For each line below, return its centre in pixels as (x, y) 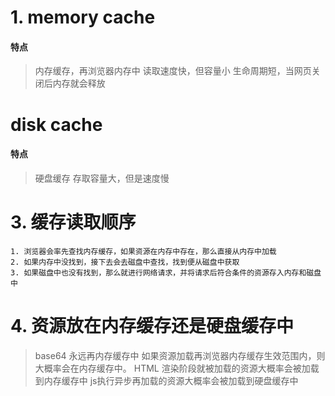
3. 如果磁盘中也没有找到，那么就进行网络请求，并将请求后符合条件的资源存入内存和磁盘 (166, 272)
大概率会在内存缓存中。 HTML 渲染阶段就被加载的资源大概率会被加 (172, 368)
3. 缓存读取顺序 (73, 222)
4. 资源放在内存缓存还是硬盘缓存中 (152, 325)
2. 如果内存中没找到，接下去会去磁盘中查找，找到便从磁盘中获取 (125, 262)
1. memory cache (83, 17)
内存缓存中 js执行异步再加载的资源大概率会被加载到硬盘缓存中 (171, 380)
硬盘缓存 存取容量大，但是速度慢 (102, 178)
